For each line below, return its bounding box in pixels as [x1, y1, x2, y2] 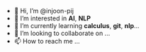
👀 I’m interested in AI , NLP [13, 14, 91, 22]
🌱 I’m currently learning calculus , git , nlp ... [13, 22, 140, 30]
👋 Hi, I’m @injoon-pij [13, 7, 74, 15]
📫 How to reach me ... [13, 37, 80, 45]
